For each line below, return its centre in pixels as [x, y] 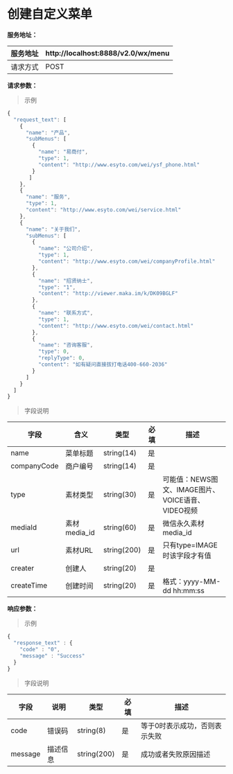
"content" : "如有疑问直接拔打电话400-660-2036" [103, 364]
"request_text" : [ [40, 120]
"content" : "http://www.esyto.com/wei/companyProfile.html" [127, 262]
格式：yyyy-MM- [192, 581]
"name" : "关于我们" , [53, 229]
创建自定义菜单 [50, 14]
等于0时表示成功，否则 [178, 725]
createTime [29, 586]
